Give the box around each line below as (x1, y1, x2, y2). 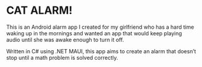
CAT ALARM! (6, 4, 73, 17)
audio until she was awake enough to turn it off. (6, 36, 124, 43)
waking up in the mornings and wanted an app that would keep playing (6, 29, 182, 36)
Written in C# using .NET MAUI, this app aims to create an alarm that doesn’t (6, 47, 197, 54)
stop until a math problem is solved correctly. (6, 54, 119, 61)
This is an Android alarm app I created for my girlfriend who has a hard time (6, 23, 194, 31)
